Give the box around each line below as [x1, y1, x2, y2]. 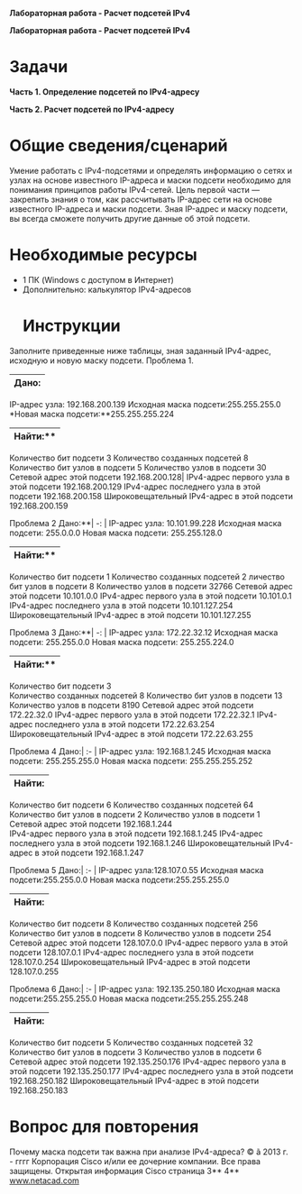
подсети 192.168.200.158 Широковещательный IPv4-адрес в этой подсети [9, 490, 294, 501]
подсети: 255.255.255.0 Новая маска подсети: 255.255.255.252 [9, 755, 253, 766]
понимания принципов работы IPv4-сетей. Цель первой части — [9, 184, 260, 195]
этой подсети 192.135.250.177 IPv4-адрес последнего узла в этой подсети [9, 1065, 294, 1076]
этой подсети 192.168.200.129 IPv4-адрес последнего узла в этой [9, 481, 261, 492]
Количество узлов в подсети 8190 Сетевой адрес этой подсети [9, 699, 254, 710]
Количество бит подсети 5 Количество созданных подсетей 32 [9, 1036, 254, 1048]
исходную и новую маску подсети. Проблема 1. [9, 355, 194, 366]
